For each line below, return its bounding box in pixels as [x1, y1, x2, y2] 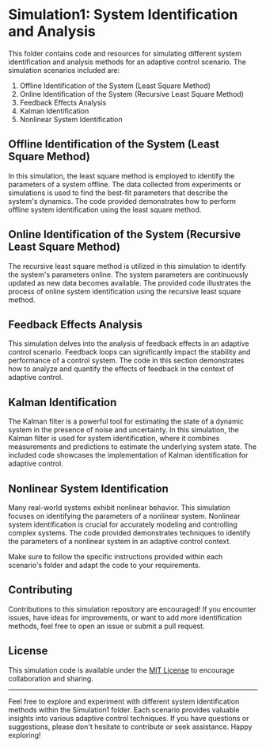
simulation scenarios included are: [8, 65, 120, 75]
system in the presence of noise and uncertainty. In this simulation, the [8, 425, 239, 435]
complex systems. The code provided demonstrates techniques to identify [8, 528, 251, 537]
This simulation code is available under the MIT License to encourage [8, 665, 235, 675]
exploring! [8, 730, 41, 739]
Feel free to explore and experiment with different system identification [8, 696, 240, 706]
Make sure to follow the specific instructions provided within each [8, 552, 223, 561]
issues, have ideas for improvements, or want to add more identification [8, 612, 242, 622]
